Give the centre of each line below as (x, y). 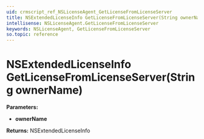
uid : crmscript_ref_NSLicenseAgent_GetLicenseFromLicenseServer (89, 12)
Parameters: (22, 107)
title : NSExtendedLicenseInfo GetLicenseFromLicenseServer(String (92, 18)
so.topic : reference (32, 35)
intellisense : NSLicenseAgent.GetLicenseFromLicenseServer (83, 23)
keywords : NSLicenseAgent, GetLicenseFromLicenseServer (78, 29)
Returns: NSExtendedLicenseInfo (48, 131)
